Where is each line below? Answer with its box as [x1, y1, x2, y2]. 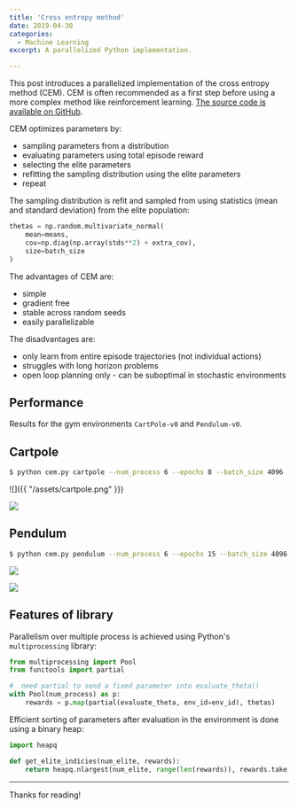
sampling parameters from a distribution [21, 141, 169, 152]
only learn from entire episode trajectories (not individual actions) [21, 351, 262, 362]
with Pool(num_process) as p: [9, 690, 122, 699]
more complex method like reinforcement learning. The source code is [9, 97, 266, 107]
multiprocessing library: [9, 640, 98, 651]
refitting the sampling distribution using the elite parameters [21, 169, 241, 180]
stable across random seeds [21, 307, 127, 317]
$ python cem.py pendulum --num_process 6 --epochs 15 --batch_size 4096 [9, 549, 288, 558]
